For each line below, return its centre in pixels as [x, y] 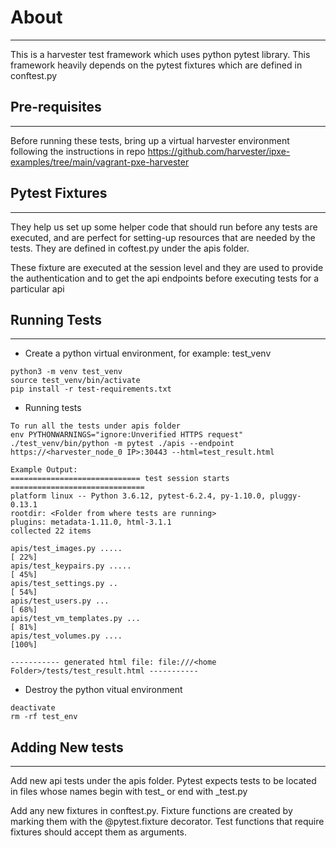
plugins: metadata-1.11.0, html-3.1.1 [91, 522]
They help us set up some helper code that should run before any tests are [164, 227]
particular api [37, 288]
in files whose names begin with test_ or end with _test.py [129, 792]
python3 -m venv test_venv [66, 372]
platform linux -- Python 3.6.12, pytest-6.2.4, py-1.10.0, [138, 496]
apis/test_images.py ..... [66, 549]
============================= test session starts [120, 479]
